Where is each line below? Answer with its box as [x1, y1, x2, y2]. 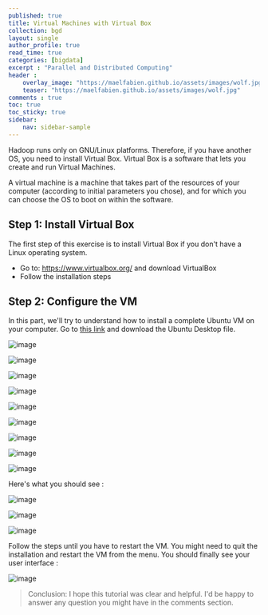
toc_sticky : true [8, 109, 66, 117]
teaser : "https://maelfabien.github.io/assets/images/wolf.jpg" [22, 86, 241, 94]
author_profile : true [8, 42, 81, 50]
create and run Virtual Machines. [8, 162, 116, 172]
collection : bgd [8, 26, 62, 34]
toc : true [8, 101, 41, 109]
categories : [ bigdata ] [8, 57, 84, 65]
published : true [8, 11, 62, 20]
